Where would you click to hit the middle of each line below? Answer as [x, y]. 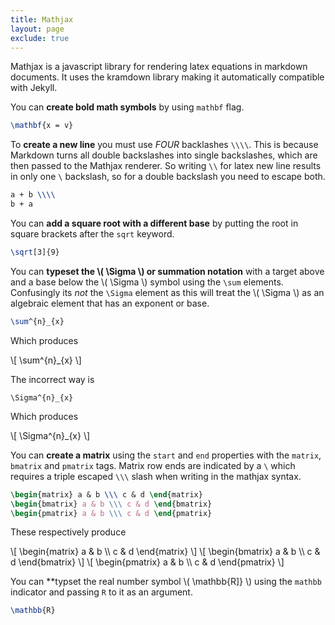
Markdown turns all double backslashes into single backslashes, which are [164, 155]
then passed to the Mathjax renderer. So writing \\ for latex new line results [166, 166]
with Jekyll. [34, 88]
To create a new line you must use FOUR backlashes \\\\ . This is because [164, 145]
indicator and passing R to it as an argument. [101, 592]
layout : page [37, 29]
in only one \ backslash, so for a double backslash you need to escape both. [168, 177]
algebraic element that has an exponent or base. [110, 303]
